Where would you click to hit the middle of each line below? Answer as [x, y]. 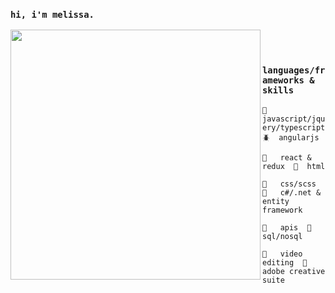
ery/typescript [294, 127]
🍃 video [282, 254]
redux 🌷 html [294, 166]
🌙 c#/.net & [292, 192]
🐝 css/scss [289, 184]
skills [278, 90]
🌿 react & [287, 157]
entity [276, 201]
